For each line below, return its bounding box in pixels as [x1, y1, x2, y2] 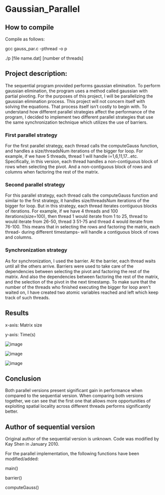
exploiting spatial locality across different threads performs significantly [5, 403, 151, 409]
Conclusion [5, 374, 41, 383]
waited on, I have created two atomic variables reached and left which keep [5, 289, 159, 295]
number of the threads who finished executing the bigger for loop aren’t [5, 284, 151, 290]
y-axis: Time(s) [5, 331, 36, 337]
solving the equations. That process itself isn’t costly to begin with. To [5, 104, 147, 109]
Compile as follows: [5, 36, 45, 42]
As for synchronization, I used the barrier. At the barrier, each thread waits [5, 258, 156, 264]
